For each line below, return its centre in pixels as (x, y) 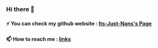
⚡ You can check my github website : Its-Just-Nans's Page (79, 23)
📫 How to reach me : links (39, 39)
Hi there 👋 (21, 9)
